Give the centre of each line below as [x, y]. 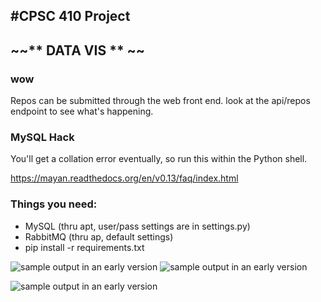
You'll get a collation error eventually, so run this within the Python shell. [159, 159]
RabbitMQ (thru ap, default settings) [99, 236]
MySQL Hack [42, 137]
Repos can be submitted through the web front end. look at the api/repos [160, 101]
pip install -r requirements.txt [84, 247]
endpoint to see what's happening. [82, 111]
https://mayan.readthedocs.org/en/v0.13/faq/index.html [124, 178]
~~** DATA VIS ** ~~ [78, 50]
